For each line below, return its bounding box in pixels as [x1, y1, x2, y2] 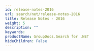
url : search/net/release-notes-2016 [5, 12, 80, 17]
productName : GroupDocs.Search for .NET [5, 34, 90, 39]
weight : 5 [5, 20, 26, 26]
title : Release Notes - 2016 [5, 16, 65, 21]
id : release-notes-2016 [5, 7, 54, 12]
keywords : [5, 30, 26, 34]
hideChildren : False [5, 39, 48, 44]
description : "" [5, 25, 38, 30]
